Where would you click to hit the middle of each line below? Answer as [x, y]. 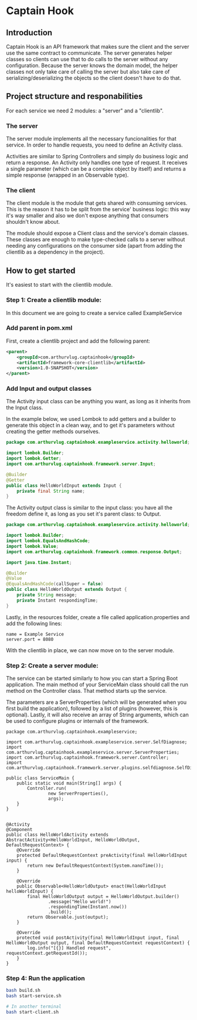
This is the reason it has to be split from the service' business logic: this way [98, 210]
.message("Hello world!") [79, 902]
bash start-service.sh [34, 996]
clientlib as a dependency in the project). [55, 252]
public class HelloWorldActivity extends [57, 835]
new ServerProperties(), [78, 794]
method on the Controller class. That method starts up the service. [86, 691]
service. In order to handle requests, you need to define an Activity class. [94, 145]
